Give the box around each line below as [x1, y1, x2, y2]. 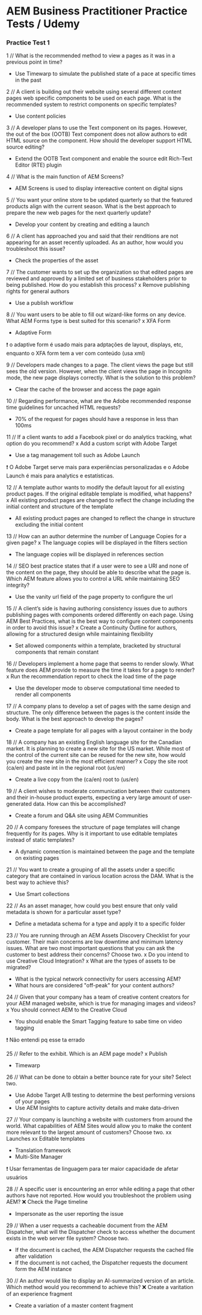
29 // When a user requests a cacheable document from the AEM [6, 1222, 168, 1229]
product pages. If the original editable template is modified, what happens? [6, 490, 192, 497]
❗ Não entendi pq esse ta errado [6, 1036, 85, 1044]
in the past [14, 76, 41, 84]
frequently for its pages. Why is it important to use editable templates [6, 830, 178, 837]
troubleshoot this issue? [6, 245, 66, 253]
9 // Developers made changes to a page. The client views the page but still [6, 361, 194, 369]
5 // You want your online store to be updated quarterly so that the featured [6, 197, 192, 204]
